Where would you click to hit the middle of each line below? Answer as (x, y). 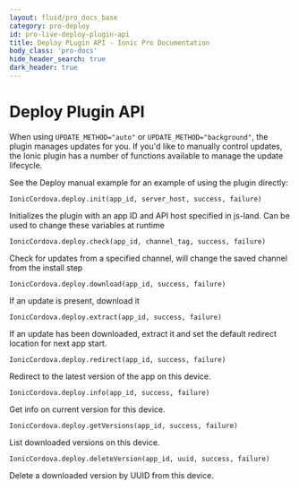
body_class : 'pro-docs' (54, 51)
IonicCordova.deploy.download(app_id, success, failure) (118, 284)
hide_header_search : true (57, 59)
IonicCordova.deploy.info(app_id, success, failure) (110, 392)
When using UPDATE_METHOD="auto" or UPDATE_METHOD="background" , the (139, 136)
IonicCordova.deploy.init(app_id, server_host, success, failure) (136, 199)
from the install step (46, 267)
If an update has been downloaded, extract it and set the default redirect (143, 333)
